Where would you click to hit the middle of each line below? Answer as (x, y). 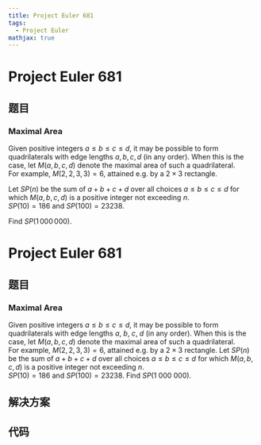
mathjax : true (32, 38)
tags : (17, 23)
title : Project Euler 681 (51, 15)
